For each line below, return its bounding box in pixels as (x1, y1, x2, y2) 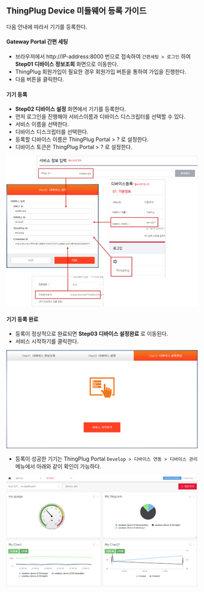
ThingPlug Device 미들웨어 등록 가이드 (6, 5, 147, 16)
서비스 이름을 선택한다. (15, 120, 69, 128)
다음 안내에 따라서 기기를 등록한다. (6, 23, 87, 30)
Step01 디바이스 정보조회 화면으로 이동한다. (15, 60, 119, 68)
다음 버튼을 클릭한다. (15, 75, 64, 83)
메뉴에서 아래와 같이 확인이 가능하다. (15, 462, 101, 470)
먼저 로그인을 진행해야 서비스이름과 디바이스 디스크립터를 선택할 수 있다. (15, 113, 186, 120)
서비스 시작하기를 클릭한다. (15, 338, 79, 345)
